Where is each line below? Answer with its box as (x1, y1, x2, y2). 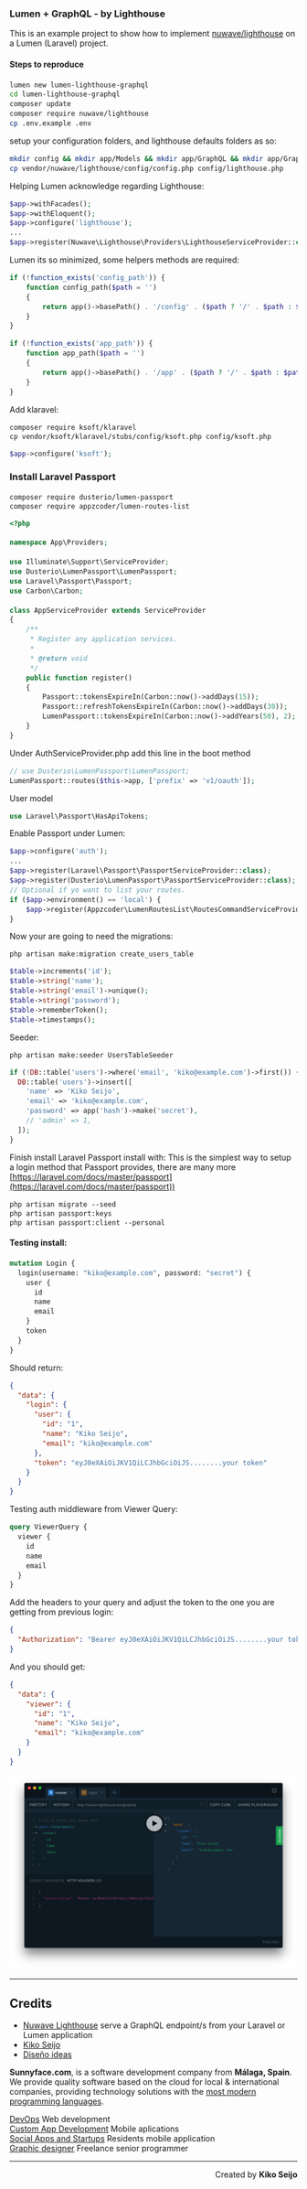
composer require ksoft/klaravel (9, 423, 137, 432)
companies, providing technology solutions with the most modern (9, 2087, 257, 2098)
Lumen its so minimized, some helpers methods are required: (9, 254, 240, 265)
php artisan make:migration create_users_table (9, 950, 195, 959)
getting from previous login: (9, 1606, 114, 1617)
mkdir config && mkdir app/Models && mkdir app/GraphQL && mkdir (9, 154, 263, 163)
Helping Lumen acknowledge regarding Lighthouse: (9, 180, 205, 191)
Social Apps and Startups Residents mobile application (9, 2133, 216, 2144)
